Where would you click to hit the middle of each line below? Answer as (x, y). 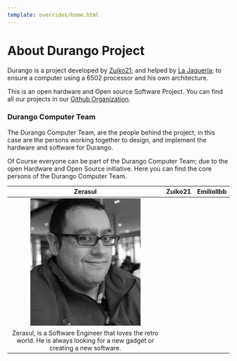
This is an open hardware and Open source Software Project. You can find (115, 91)
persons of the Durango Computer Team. (67, 176)
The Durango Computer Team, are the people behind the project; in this (111, 132)
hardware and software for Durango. (60, 147)
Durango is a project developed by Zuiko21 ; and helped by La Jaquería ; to (115, 70)
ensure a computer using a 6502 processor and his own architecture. (108, 78)
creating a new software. (85, 348)
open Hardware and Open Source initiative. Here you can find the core (110, 169)
